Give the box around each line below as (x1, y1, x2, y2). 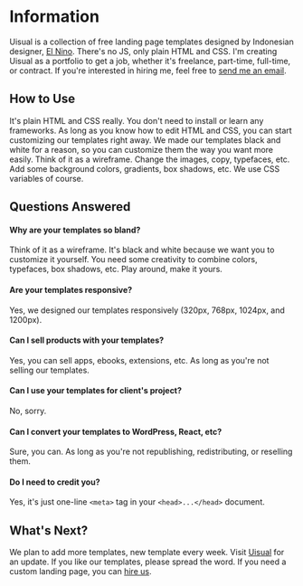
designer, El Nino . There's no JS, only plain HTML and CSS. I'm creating (9, 45, 278, 56)
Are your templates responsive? (9, 284, 133, 295)
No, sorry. (9, 405, 47, 416)
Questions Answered (9, 199, 131, 214)
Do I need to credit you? (9, 477, 100, 487)
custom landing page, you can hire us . (9, 566, 152, 577)
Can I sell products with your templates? (9, 335, 165, 345)
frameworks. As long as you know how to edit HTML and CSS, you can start (9, 125, 292, 136)
